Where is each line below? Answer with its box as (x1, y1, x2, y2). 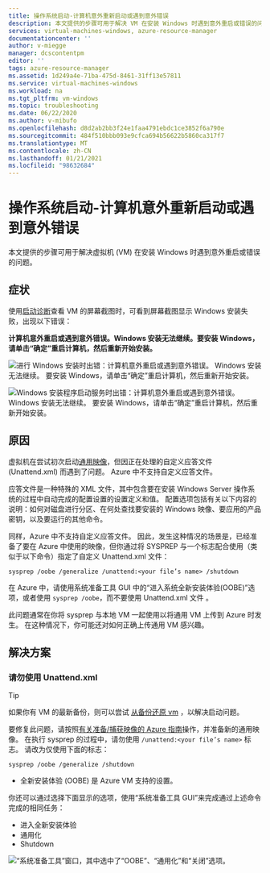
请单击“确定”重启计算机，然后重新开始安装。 (8, 343, 157, 353)
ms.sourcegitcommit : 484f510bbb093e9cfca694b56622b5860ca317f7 (8, 131, 225, 139)
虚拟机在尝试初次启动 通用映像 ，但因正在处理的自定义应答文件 (8, 456, 213, 466)
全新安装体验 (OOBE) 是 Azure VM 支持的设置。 (19, 775, 178, 786)
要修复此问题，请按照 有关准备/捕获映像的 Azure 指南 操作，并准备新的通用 (8, 725, 253, 734)
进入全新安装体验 (19, 820, 77, 830)
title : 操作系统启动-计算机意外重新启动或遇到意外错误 (8, 11, 169, 20)
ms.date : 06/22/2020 (8, 110, 78, 118)
